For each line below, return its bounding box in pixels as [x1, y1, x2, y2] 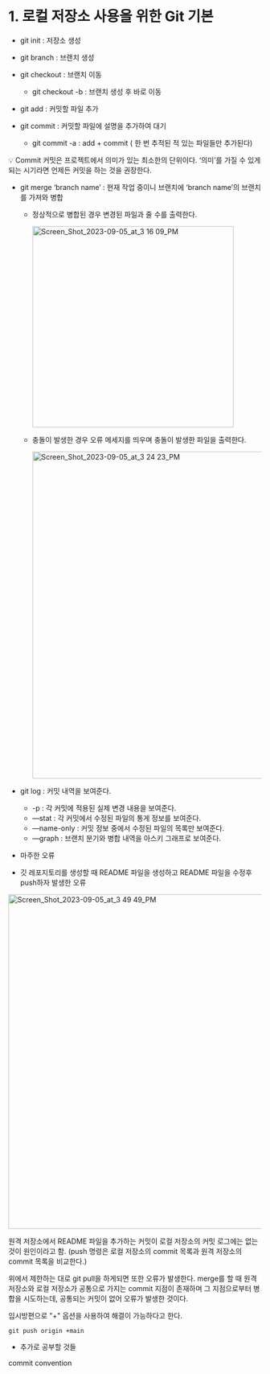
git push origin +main [8, 1327, 84, 1335]
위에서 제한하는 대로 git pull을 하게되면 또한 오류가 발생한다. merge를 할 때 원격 [8, 1273, 257, 1283]
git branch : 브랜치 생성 [19, 52, 95, 62]
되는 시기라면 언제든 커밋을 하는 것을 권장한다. [8, 165, 153, 175]
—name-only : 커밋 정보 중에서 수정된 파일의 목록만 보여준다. [31, 823, 225, 833]
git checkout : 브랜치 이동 [19, 69, 102, 79]
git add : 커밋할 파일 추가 [19, 104, 99, 113]
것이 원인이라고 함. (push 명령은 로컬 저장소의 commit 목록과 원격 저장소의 [8, 1246, 243, 1256]
